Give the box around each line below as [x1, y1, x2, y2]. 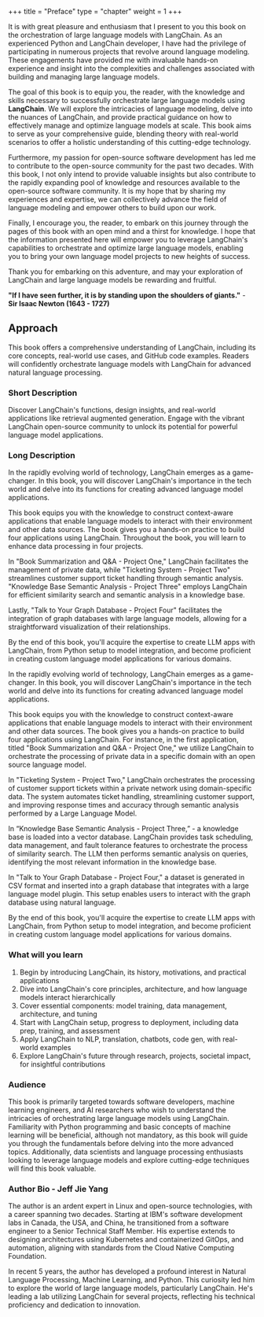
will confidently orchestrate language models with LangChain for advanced [8, 359, 251, 368]
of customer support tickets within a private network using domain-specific [8, 783, 252, 794]
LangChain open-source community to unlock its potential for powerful [8, 422, 238, 431]
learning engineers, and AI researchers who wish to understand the [8, 1105, 226, 1115]
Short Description [8, 387, 78, 398]
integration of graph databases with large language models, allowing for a [8, 614, 247, 623]
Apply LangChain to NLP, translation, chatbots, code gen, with [19, 1034, 222, 1044]
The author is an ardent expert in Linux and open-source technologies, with [8, 1201, 253, 1211]
